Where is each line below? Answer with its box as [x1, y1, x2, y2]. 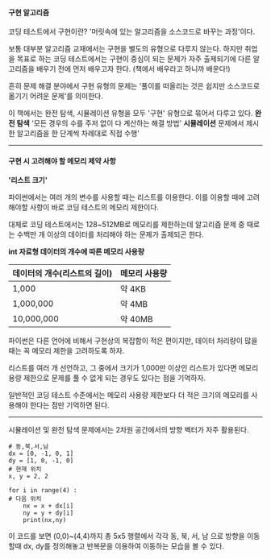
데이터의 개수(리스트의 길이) [12, 268, 113, 279]
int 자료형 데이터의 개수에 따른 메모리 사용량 [8, 246, 145, 257]
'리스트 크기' [8, 176, 48, 185]
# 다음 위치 [8, 495, 42, 503]
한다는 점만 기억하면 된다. [29, 400, 110, 410]
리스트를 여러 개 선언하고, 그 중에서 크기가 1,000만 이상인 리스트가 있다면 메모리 [8, 363, 259, 373]
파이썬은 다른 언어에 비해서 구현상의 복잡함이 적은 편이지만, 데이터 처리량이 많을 [8, 336, 258, 346]
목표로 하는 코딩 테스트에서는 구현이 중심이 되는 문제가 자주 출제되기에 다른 [16, 54, 252, 64]
